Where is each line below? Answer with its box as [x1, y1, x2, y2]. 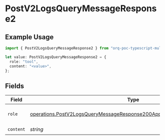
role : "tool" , [9, 59, 38, 64]
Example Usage [5, 33, 54, 41]
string [30, 126, 44, 133]
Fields [5, 82, 25, 90]
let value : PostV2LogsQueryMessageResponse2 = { [5, 54, 107, 59]
